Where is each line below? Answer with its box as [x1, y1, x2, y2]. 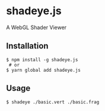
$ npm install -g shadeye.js [6, 56, 78, 63]
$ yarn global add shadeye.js [6, 67, 81, 73]
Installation [6, 41, 49, 51]
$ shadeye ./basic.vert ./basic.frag [6, 99, 100, 105]
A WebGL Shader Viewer [6, 24, 67, 31]
